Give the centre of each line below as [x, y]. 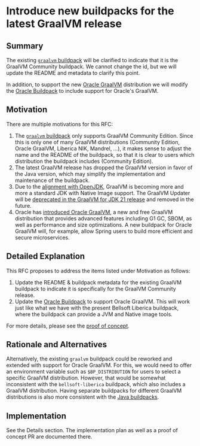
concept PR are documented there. [49, 437]
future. [23, 205]
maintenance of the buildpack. [52, 180]
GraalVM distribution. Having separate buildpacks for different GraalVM [94, 391]
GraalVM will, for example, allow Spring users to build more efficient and [104, 231]
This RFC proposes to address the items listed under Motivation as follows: [98, 271]
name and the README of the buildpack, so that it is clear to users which [104, 154]
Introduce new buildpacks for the [90, 11]
